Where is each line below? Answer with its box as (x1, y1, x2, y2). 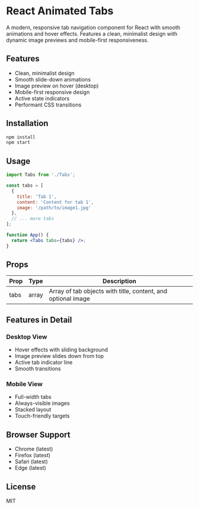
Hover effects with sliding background (14, 346, 108, 353)
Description (102, 277, 136, 285)
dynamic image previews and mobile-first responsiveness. (6, 36, 149, 43)
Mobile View (6, 380, 43, 388)
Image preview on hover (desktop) (14, 82, 99, 89)
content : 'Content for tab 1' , (17, 199, 94, 205)
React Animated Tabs (6, 4, 114, 18)
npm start (6, 140, 31, 146)
